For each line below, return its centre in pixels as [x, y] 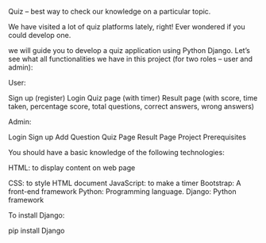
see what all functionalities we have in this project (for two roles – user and [130, 59]
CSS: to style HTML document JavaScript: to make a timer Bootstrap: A [125, 183]
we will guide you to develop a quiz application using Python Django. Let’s [129, 50]
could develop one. [40, 35]
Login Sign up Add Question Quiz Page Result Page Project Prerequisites [127, 137]
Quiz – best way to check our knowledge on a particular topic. [110, 11]
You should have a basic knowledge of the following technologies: [116, 152]
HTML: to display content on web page [72, 168]
